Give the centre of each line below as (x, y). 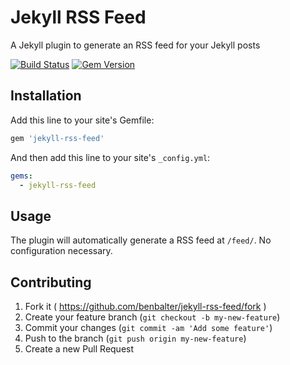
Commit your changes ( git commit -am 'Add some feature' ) (148, 327)
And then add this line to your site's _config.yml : (110, 157)
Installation (46, 96)
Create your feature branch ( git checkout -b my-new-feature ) (152, 317)
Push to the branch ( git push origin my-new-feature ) (135, 338)
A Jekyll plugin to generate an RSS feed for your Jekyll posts (135, 45)
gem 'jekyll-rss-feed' (57, 138)
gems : (21, 176)
